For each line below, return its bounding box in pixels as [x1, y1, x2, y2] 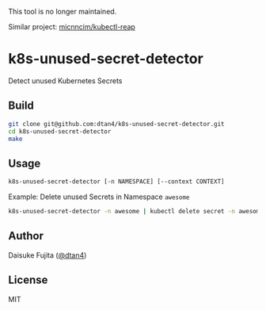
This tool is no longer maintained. [8, 7, 117, 16]
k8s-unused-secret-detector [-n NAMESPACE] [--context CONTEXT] [8, 178, 225, 186]
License [8, 274, 48, 287]
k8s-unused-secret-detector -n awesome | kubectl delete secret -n [8, 208, 236, 216]
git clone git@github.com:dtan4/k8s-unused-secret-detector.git [8, 120, 225, 128]
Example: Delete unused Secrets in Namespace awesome [8, 192, 190, 201]
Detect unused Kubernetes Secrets [8, 75, 123, 86]
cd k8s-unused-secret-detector [8, 127, 112, 136]
